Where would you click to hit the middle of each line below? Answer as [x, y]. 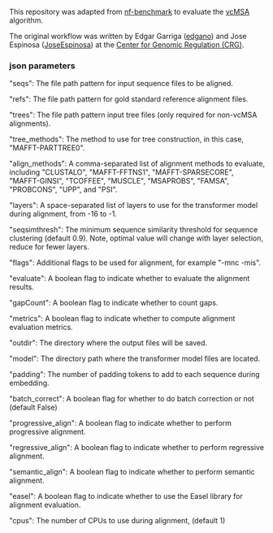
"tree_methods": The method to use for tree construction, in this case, [127, 139]
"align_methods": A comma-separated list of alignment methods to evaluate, [137, 164]
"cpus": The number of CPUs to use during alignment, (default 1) [117, 521]
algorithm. [26, 20]
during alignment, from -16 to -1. [63, 214]
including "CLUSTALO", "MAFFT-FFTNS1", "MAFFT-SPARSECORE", [121, 172]
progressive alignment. [48, 432]
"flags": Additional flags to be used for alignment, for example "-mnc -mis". [135, 262]
